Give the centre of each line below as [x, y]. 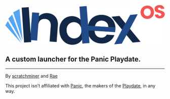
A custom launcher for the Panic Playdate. [73, 59]
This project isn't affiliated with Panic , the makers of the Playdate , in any [80, 86]
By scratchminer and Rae [32, 76]
